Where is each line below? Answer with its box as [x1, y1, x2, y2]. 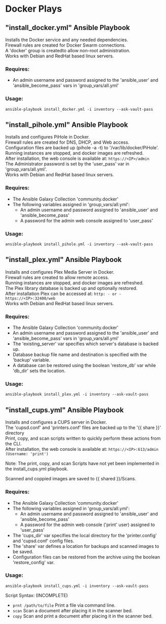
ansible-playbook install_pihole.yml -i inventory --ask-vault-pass [5, 242, 153, 247]
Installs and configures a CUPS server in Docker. [5, 419, 107, 425]
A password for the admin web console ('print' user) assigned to [20, 521, 155, 528]
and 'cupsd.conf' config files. [12, 538, 75, 544]
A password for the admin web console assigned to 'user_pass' [20, 217, 153, 223]
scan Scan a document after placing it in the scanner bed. [12, 607, 133, 613]
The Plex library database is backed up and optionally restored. [5, 285, 138, 291]
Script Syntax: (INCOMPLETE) [5, 592, 68, 598]
